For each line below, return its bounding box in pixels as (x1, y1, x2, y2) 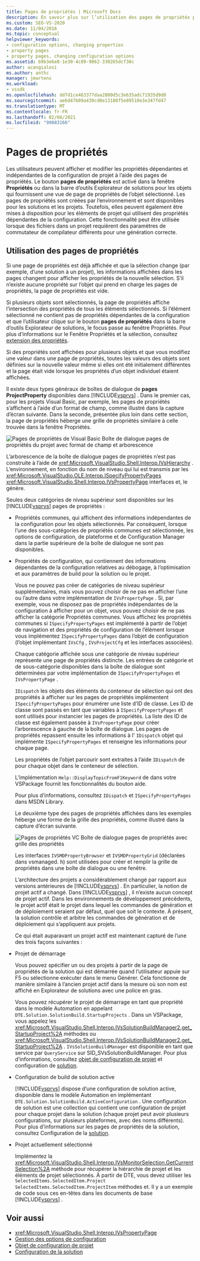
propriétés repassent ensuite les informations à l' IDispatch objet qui (14, 731, 183, 739)
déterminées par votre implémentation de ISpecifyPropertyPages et (14, 669, 180, 676)
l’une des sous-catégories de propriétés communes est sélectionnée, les (14, 527, 194, 534)
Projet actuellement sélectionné (14, 1141, 93, 1148)
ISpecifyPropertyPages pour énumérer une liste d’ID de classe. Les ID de (14, 700, 193, 707)
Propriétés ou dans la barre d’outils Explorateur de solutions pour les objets (6, 184, 192, 192)
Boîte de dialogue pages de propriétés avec (80, 834, 188, 841)
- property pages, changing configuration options (6, 53, 135, 59)
